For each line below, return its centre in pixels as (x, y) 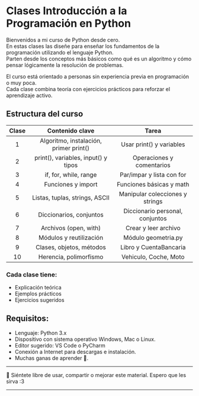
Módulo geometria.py (153, 237)
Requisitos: (28, 319)
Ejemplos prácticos (38, 294)
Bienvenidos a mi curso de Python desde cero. (63, 40)
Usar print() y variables (153, 144)
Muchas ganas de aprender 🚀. (52, 358)
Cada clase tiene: (32, 275)
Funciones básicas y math (153, 184)
